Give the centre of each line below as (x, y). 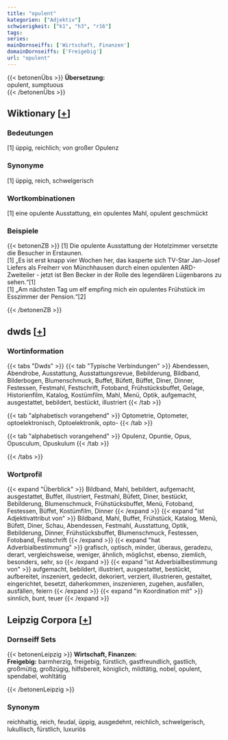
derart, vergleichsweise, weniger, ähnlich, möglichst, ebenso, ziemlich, (107, 554)
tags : (15, 33)
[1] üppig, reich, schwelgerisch (50, 180)
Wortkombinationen (41, 198)
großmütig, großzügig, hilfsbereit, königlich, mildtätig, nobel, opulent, (104, 669)
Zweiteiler (21, 275)
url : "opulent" (29, 58)
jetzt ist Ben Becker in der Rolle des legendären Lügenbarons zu (131, 275)
